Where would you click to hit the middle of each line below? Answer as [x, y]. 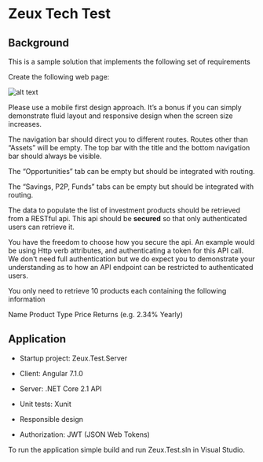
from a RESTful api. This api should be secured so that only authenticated [128, 218]
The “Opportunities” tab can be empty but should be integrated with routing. [131, 171]
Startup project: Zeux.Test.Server [73, 358]
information [27, 299]
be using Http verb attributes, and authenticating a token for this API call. [126, 250]
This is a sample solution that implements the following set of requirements [130, 61]
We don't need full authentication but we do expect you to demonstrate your [131, 259]
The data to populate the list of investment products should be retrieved [124, 210]
